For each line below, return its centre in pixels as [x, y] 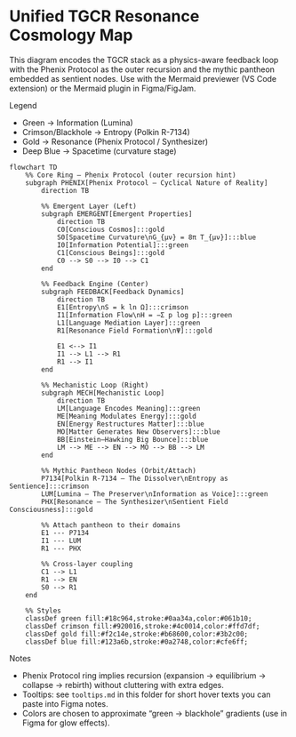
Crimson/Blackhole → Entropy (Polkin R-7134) [106, 132]
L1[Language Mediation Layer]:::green [128, 323]
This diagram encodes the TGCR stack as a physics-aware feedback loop [144, 60]
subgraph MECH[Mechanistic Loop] [103, 393]
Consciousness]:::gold [51, 509]
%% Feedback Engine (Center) [95, 284]
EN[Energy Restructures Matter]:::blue [130, 424]
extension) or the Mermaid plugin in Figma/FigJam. [103, 88]
